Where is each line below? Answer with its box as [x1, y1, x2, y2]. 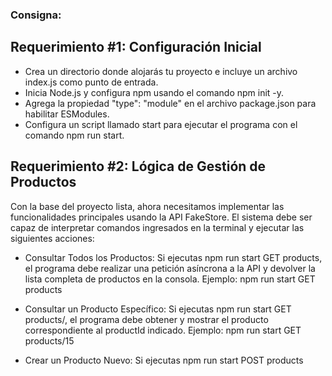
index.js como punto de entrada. [24, 76, 159, 88]
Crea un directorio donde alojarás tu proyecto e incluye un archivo [24, 65, 298, 77]
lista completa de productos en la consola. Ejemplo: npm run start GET [24, 273, 316, 285]
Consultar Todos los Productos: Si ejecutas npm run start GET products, [24, 251, 323, 263]
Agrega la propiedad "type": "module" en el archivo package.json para [24, 97, 317, 109]
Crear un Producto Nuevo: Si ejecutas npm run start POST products [24, 354, 304, 366]
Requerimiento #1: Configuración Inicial [10, 39, 262, 56]
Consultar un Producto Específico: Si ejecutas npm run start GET [24, 303, 292, 315]
